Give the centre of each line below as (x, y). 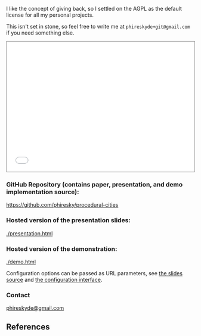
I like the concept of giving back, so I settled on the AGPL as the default (94, 9)
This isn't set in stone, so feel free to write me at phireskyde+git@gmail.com (98, 27)
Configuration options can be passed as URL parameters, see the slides (95, 273)
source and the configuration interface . (54, 279)
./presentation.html (30, 233)
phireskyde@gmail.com (35, 308)
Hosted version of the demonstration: (62, 248)
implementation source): (43, 192)
